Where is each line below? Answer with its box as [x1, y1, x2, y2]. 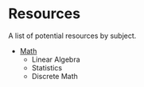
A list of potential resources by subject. [8, 31, 137, 40]
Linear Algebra [31, 55, 81, 64]
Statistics [31, 62, 62, 72]
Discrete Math [31, 71, 78, 81]
